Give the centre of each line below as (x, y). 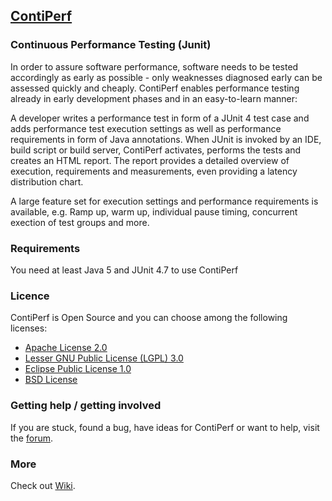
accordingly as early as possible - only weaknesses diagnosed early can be (166, 77)
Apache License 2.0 (66, 348)
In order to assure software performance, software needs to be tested (154, 66)
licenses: (29, 328)
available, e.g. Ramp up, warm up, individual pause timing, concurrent (154, 211)
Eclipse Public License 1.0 (78, 369)
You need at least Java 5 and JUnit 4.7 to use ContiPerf (124, 270)
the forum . (31, 438)
